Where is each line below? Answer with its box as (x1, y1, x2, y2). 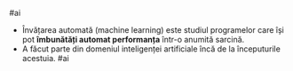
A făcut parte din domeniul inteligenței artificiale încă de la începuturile (21, 43, 281, 54)
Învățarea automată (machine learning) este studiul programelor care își (21, 25, 284, 35)
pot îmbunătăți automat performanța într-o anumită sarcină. (21, 35, 245, 44)
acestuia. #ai (21, 53, 69, 63)
